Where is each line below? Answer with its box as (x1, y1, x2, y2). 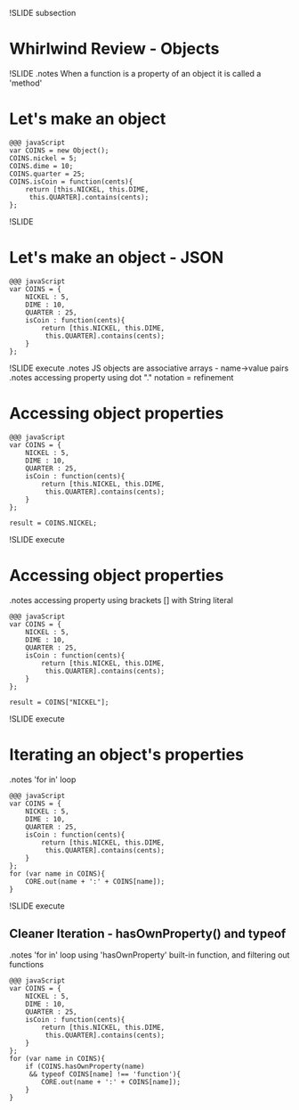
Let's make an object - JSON (9, 248, 224, 268)
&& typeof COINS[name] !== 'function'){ (28, 1070, 181, 1079)
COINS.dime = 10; (9, 161, 74, 170)
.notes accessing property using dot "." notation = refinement (9, 371, 234, 382)
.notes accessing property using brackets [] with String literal (9, 594, 234, 605)
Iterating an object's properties (9, 744, 245, 764)
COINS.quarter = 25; (9, 169, 86, 178)
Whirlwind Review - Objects (9, 39, 220, 59)
